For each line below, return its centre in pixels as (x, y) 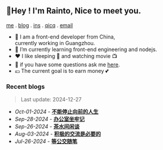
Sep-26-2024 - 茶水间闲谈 (47, 127)
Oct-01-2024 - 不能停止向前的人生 (57, 112)
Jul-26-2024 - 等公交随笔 (46, 141)
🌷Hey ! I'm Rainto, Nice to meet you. (73, 11)
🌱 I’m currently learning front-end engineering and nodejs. (86, 49)
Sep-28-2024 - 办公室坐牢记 (49, 119)
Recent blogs (25, 87)
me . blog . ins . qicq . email (39, 25)
